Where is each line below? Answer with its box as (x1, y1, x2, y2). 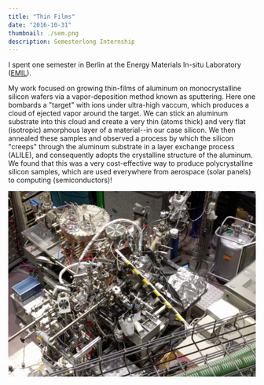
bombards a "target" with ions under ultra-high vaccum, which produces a (8, 101, 250, 110)
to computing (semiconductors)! (8, 175, 112, 185)
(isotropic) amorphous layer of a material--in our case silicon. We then (8, 126, 236, 135)
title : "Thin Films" (8, 13, 76, 20)
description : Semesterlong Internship (8, 38, 135, 46)
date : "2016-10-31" (8, 20, 72, 29)
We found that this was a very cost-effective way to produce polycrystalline (8, 159, 254, 168)
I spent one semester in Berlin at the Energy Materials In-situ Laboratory (8, 60, 242, 70)
